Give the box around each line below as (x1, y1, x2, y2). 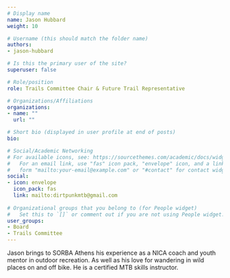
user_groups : (7, 217, 44, 224)
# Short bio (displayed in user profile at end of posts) (7, 129, 176, 136)
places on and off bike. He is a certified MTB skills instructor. (7, 264, 179, 271)
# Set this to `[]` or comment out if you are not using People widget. (7, 211, 225, 218)
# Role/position (7, 79, 53, 85)
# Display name (7, 10, 51, 17)
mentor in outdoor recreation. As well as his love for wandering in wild (7, 256, 205, 264)
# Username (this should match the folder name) (7, 35, 149, 42)
